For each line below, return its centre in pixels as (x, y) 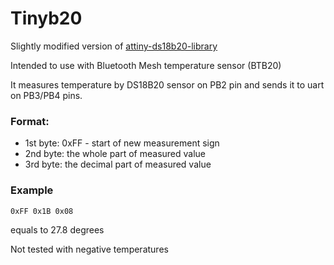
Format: (30, 121)
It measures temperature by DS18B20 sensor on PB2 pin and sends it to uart (167, 84)
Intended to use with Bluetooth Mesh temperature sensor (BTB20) (146, 65)
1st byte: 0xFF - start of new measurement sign (122, 143)
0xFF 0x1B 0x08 (42, 211)
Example (32, 190)
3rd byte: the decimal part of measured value (118, 164)
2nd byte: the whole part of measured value (115, 154)
